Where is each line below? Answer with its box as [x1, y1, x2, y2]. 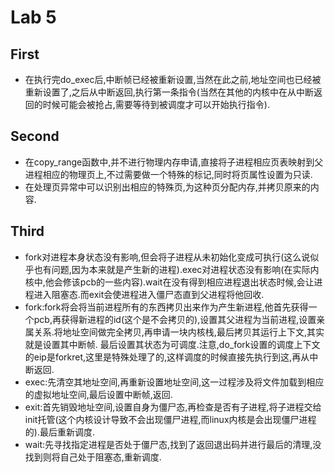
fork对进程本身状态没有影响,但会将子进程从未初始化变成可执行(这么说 [24, 251, 311, 263]
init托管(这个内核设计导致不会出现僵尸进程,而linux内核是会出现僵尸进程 [24, 413, 317, 425]
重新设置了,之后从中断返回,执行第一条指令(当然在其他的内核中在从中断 [24, 86, 314, 98]
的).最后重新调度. [24, 426, 95, 438]
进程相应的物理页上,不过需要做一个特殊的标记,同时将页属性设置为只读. [24, 168, 313, 180]
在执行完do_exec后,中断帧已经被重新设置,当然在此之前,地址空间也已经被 [24, 74, 322, 85]
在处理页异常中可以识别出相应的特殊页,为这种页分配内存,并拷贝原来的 [24, 181, 311, 193]
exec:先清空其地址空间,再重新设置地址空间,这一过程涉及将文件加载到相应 [24, 376, 325, 388]
